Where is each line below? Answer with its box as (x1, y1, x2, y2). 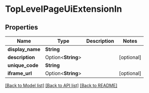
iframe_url (7, 70, 32, 77)
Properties (5, 23, 38, 31)
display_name (7, 46, 41, 53)
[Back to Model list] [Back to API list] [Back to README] (5, 83, 118, 88)
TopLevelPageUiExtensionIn (5, 3, 123, 15)
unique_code (7, 62, 39, 68)
